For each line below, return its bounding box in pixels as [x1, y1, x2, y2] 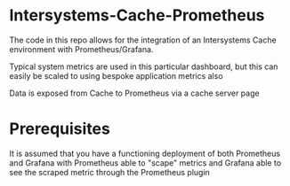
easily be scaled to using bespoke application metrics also [9, 70, 224, 81]
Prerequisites [9, 119, 111, 139]
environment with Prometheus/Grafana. [9, 43, 154, 54]
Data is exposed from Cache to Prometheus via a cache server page [9, 88, 260, 98]
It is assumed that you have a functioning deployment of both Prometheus [9, 148, 281, 159]
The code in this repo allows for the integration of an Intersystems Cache [9, 35, 278, 45]
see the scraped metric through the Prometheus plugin [9, 167, 211, 177]
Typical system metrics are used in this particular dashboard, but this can [9, 61, 278, 72]
